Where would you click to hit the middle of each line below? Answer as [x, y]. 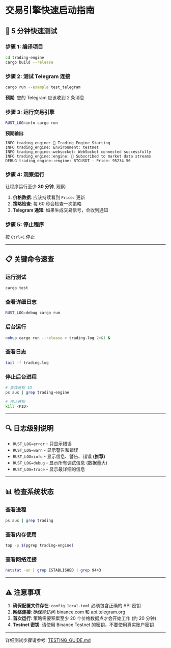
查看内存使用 [21, 534]
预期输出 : [15, 133]
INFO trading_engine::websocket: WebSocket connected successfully [78, 152]
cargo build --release [29, 62]
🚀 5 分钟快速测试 [31, 31]
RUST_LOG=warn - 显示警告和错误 [46, 450]
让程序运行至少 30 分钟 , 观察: [36, 187]
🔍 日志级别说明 [30, 428]
